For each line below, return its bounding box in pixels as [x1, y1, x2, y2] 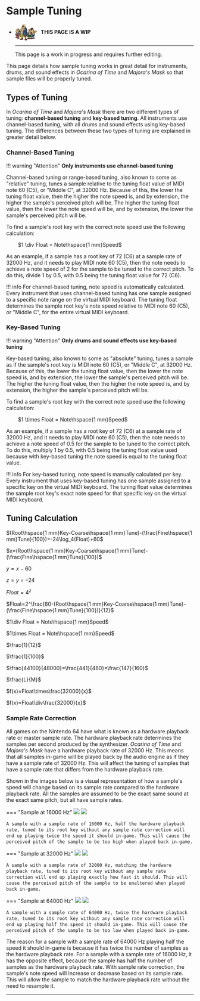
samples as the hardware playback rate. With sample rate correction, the [6, 963, 185, 970]
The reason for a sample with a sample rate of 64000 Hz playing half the [6, 938, 185, 945]
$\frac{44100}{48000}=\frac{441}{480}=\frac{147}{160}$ [6, 665, 149, 672]
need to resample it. [6, 982, 55, 989]
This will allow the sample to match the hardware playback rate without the [6, 976, 190, 983]
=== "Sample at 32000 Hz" [6, 850, 74, 857]
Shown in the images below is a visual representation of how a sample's [6, 777, 183, 785]
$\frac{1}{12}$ [6, 641, 42, 649]
